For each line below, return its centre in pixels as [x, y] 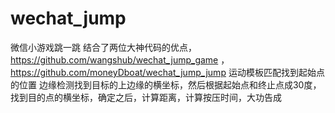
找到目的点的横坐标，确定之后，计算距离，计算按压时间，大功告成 [146, 97]
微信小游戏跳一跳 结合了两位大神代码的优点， [103, 47]
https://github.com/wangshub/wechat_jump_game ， [120, 59]
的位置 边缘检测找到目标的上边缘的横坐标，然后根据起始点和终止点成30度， [166, 84]
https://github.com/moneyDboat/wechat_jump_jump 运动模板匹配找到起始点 [167, 72]
